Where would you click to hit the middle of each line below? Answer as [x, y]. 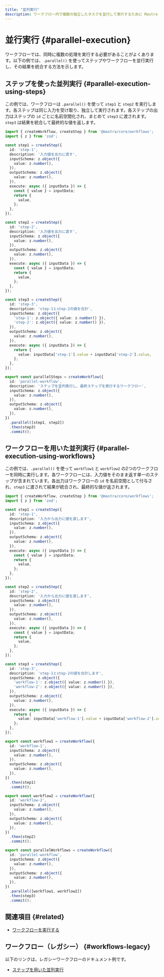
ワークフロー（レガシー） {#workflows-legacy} [78, 946]
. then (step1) [23, 782]
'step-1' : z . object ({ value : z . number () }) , [60, 318]
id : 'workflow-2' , [28, 800]
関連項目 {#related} [35, 917]
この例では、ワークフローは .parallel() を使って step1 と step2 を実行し [79, 104]
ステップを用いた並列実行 [38, 970]
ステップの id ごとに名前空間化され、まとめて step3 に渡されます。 [81, 116]
